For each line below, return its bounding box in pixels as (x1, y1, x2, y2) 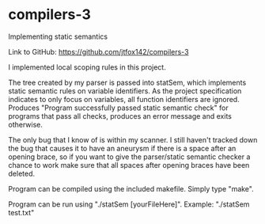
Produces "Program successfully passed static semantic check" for (8, 103, 229, 112)
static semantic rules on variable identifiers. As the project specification (8, 85, 242, 96)
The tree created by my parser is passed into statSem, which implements (8, 78, 247, 87)
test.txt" (8, 207, 35, 217)
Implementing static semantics (8, 32, 108, 41)
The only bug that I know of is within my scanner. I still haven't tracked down (8, 135, 258, 144)
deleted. (8, 169, 36, 178)
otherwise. (8, 120, 44, 129)
